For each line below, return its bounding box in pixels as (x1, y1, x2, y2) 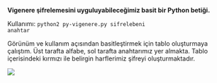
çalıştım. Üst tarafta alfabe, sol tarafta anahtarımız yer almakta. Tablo (7, 47, 208, 55)
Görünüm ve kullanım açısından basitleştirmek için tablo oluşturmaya (7, 39, 208, 48)
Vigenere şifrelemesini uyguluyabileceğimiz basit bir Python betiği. (7, 6, 211, 14)
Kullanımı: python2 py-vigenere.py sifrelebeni (7, 20, 145, 27)
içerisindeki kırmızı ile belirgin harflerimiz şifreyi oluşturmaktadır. (7, 54, 196, 63)
